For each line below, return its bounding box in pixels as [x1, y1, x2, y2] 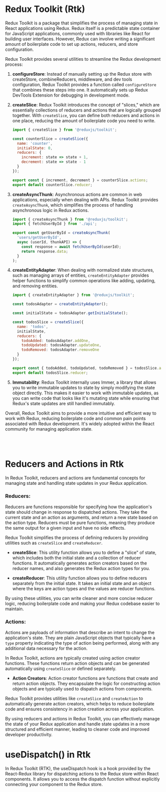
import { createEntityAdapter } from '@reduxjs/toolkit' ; [12, 293, 135, 298]
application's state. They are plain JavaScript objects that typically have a [5, 635, 156, 641]
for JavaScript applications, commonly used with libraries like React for [5, 30, 151, 36]
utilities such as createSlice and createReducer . [5, 540, 103, 546]
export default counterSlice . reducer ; [12, 182, 93, 187]
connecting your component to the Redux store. [5, 782, 103, 788]
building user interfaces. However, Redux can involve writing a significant [5, 36, 155, 42]
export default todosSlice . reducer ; [12, 370, 88, 375]
